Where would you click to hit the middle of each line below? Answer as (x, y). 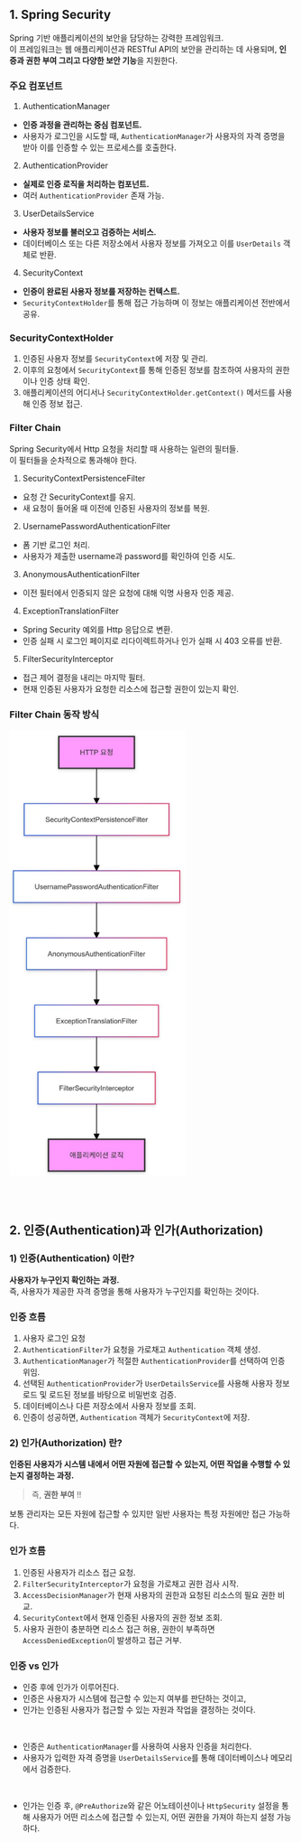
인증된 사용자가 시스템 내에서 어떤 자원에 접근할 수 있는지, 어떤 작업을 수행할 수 (145, 1464)
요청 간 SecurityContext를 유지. (79, 497)
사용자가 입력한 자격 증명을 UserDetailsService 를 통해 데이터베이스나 (145, 1757)
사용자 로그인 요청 (54, 1338)
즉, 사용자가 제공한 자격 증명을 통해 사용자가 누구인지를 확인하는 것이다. (134, 1291)
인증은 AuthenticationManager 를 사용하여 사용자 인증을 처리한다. (137, 1746)
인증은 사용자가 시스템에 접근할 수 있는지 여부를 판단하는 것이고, (134, 1698)
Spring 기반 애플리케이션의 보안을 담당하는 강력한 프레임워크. (116, 37)
